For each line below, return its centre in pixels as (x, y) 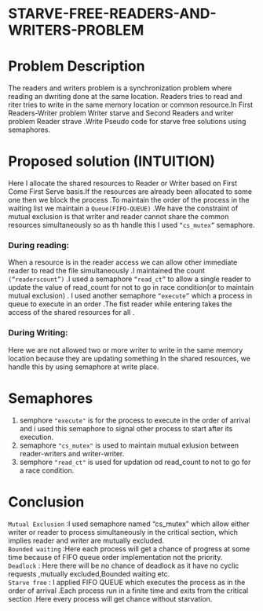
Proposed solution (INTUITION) (112, 161)
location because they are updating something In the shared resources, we (130, 358)
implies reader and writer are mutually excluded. (86, 540)
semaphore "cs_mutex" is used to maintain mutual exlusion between (129, 445)
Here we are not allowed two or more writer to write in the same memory (126, 349)
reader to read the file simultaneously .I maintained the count (107, 271)
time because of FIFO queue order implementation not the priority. (115, 557)
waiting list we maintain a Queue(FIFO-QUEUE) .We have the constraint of (123, 208)
